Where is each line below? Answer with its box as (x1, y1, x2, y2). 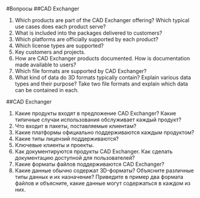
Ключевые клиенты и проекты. (14, 142, 94, 148)
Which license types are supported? (14, 42, 104, 49)
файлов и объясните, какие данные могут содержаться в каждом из (14, 179, 191, 187)
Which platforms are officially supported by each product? (14, 36, 159, 42)
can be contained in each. (14, 87, 79, 93)
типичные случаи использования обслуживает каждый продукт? (14, 116, 181, 123)
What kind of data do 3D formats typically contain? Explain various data (14, 74, 191, 81)
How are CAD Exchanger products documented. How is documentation (14, 55, 190, 62)
